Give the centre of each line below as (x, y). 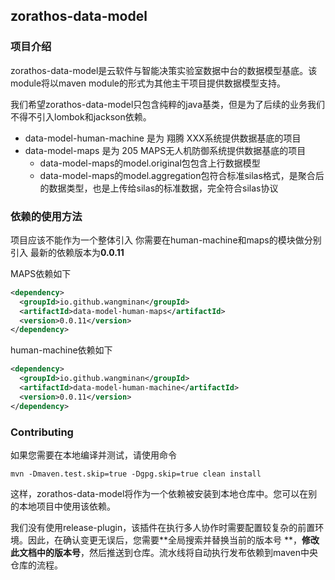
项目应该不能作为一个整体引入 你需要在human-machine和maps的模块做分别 (166, 240)
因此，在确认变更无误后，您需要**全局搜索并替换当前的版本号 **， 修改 (173, 540)
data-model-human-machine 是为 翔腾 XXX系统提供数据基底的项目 (163, 138)
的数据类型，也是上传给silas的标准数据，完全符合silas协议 (159, 188)
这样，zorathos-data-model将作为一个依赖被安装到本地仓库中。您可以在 (159, 494)
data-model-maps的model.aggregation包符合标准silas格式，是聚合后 (182, 175)
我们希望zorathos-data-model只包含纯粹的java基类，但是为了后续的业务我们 (168, 104)
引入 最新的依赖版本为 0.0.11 (67, 252)
